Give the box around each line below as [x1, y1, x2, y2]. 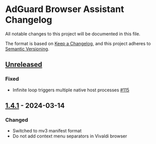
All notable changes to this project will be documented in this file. [5, 31, 141, 37]
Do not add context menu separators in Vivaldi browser [12, 133, 127, 139]
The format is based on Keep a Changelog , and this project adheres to [5, 40, 151, 46]
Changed [5, 116, 29, 123]
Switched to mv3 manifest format [12, 128, 82, 134]
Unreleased [5, 60, 43, 69]
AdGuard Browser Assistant [5, 4, 124, 15]
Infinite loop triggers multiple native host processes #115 [12, 87, 130, 93]
